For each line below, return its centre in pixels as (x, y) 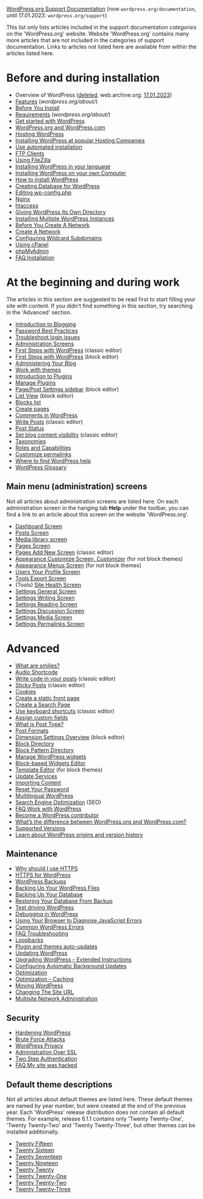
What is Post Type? (39, 724)
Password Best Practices (46, 331)
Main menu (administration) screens (77, 487)
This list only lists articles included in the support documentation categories (101, 27)
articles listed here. (30, 53)
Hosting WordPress (39, 133)
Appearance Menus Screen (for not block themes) (78, 565)
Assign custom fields (41, 717)
